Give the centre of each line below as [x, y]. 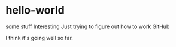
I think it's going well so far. [39, 38]
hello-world [35, 10]
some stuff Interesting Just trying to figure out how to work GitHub [88, 26]
